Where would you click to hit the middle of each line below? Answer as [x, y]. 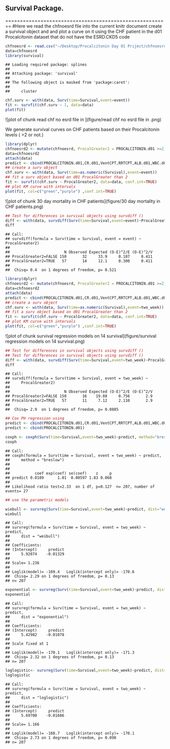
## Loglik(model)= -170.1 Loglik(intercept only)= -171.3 [70, 653]
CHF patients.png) [25, 206]
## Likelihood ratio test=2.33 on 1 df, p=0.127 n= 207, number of [80, 487]
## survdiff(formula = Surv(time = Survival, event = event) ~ [73, 239]
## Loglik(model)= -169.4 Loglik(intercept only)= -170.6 [70, 572]
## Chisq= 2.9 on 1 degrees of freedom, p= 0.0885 [62, 410]
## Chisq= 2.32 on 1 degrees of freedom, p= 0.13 [60, 657]
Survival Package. [35, 8]
